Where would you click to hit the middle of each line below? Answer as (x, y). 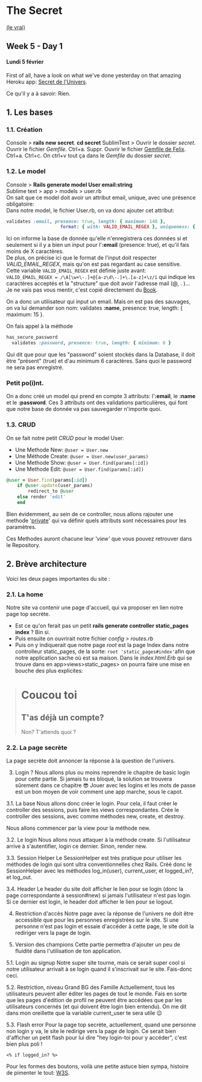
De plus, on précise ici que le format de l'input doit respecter (81, 258)
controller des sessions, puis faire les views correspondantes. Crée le (93, 810)
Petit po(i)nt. (25, 383)
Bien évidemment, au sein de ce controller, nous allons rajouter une (90, 514)
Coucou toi (49, 695)
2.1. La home (25, 594)
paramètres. (21, 526)
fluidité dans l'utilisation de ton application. (68, 951)
